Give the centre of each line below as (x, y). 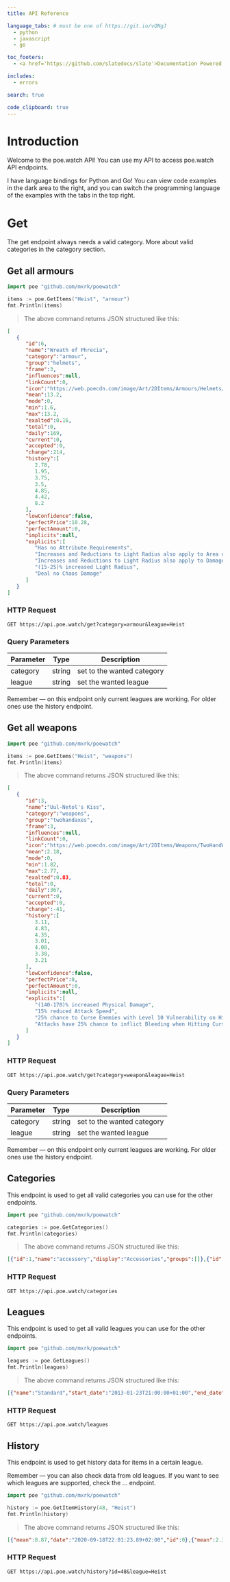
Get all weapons (42, 728)
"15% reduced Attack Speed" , (76, 1012)
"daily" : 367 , (44, 890)
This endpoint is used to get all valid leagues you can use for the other (106, 1329)
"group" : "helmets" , (53, 363)
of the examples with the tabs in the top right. (71, 196)
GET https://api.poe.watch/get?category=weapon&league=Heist (96, 1075)
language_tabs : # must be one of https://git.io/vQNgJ (87, 26)
